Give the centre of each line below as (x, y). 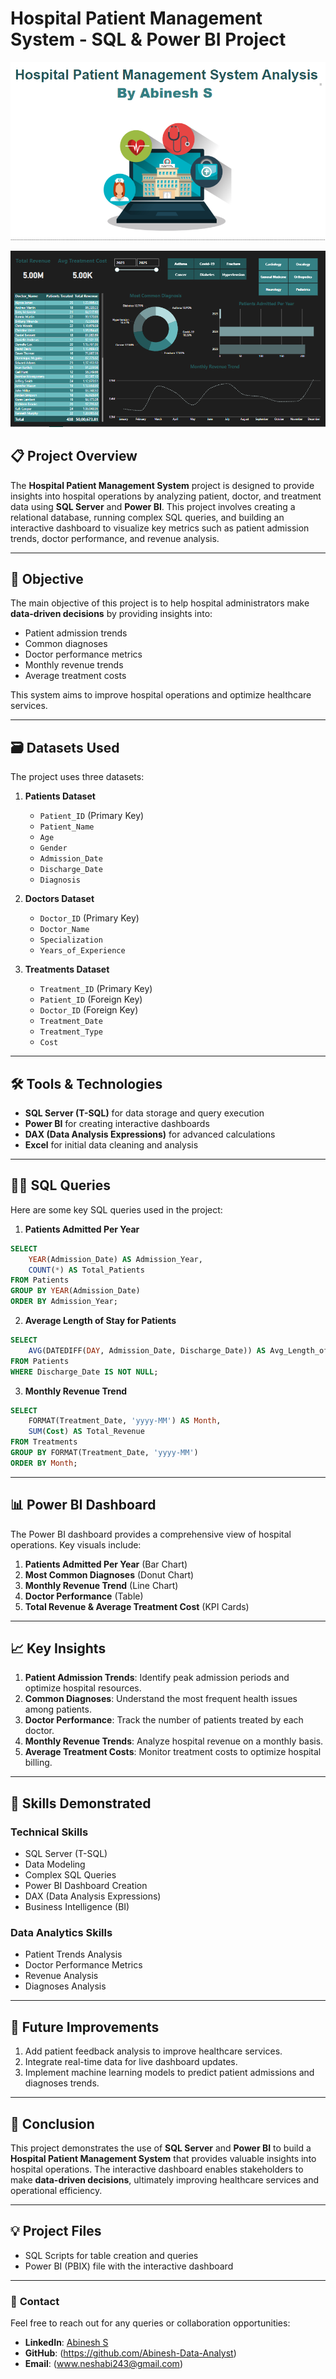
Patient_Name (67, 827)
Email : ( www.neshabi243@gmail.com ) (103, 2364)
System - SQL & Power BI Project (148, 39)
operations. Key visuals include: (76, 1544)
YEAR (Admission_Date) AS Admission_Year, (115, 1259)
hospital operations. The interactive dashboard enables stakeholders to (157, 2169)
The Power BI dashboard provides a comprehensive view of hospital (151, 1534)
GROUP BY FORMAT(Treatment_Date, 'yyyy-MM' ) (104, 1453)
